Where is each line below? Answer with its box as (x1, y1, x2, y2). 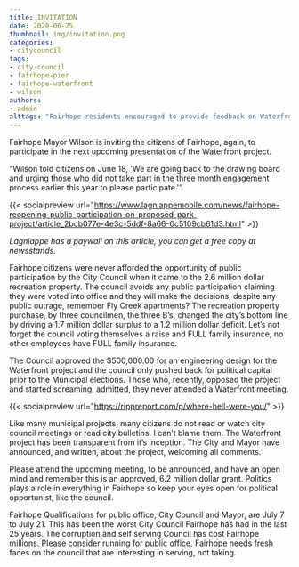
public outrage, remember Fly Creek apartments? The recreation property (9, 300, 280, 312)
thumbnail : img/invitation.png (9, 29, 125, 38)
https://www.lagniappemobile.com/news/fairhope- (93, 199, 280, 210)
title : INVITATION (9, 12, 77, 22)
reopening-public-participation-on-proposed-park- (9, 209, 198, 220)
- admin (9, 104, 38, 113)
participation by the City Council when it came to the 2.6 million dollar (9, 272, 265, 283)
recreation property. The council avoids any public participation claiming (9, 281, 275, 292)
